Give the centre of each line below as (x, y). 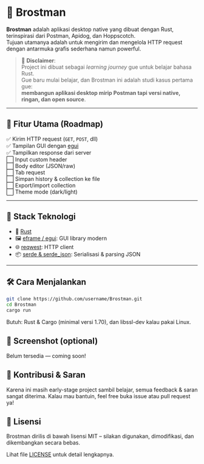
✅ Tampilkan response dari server (49, 152)
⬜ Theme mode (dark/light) (42, 192)
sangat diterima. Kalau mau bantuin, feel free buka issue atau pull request (98, 396)
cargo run (19, 311)
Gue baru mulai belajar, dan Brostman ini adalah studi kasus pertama (107, 80)
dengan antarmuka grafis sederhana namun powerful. (74, 49)
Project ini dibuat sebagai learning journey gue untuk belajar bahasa (107, 67)
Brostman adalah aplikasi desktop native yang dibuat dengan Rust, (90, 29)
